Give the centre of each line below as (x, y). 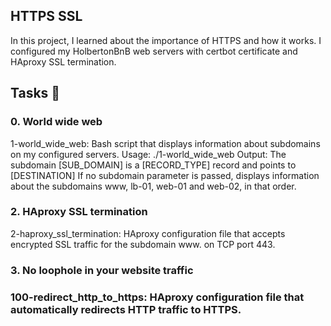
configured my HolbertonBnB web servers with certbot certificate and (154, 51)
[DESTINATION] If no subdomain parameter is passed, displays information (165, 175)
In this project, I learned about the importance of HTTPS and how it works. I (166, 40)
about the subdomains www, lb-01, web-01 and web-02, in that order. (153, 186)
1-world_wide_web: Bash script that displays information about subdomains (165, 143)
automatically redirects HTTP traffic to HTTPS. (126, 309)
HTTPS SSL (46, 16)
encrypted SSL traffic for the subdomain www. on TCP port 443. (143, 244)
